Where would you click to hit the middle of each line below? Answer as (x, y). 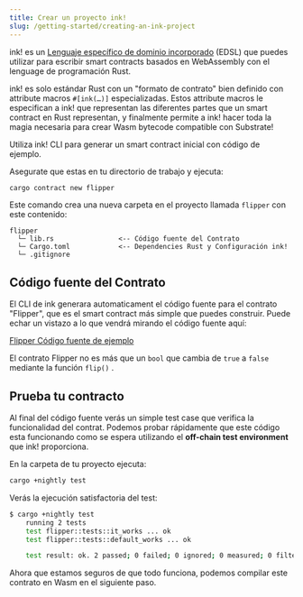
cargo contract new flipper (62, 188)
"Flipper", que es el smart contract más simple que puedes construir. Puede (150, 314)
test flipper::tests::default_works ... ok (109, 539)
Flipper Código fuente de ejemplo (72, 341)
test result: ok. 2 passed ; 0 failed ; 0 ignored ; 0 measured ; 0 (149, 556)
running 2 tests (56, 523)
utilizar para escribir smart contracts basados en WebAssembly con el (140, 61)
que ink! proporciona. (49, 446)
